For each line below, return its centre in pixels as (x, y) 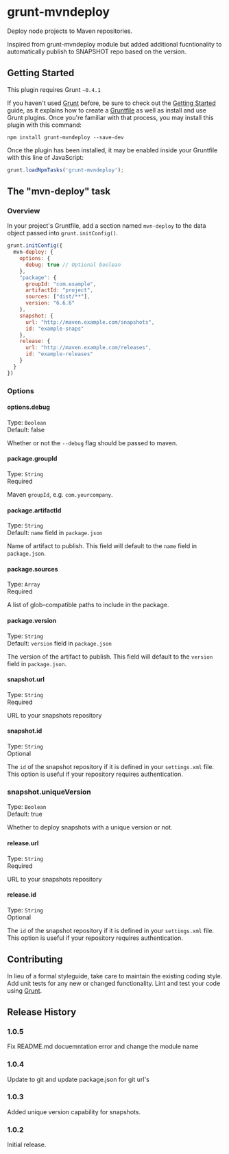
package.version (32, 621)
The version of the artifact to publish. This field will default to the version (110, 657)
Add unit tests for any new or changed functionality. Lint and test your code (114, 983)
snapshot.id (25, 731)
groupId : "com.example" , (61, 284)
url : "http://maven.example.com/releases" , (88, 348)
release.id (22, 895)
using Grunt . (25, 990)
